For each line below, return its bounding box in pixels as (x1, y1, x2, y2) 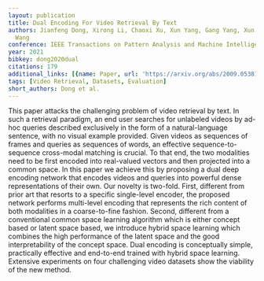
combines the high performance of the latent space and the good (8, 231, 220, 241)
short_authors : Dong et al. (8, 84, 101, 93)
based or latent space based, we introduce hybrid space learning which (8, 224, 241, 233)
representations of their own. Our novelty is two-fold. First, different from (8, 182, 245, 191)
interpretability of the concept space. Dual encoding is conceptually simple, (8, 240, 253, 250)
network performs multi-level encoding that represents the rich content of (8, 198, 247, 208)
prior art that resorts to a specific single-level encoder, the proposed (8, 190, 230, 199)
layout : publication (8, 11, 76, 20)
